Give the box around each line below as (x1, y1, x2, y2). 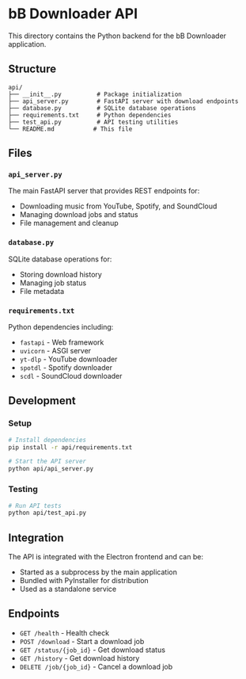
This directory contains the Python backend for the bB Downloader (8, 31, 227, 40)
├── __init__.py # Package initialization (8, 90, 182, 98)
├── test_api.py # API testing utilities (8, 118, 179, 126)
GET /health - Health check (19, 628, 109, 638)
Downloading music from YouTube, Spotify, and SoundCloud (19, 201, 218, 211)
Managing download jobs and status (19, 210, 138, 219)
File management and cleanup (19, 219, 119, 228)
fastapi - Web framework (19, 338, 104, 347)
